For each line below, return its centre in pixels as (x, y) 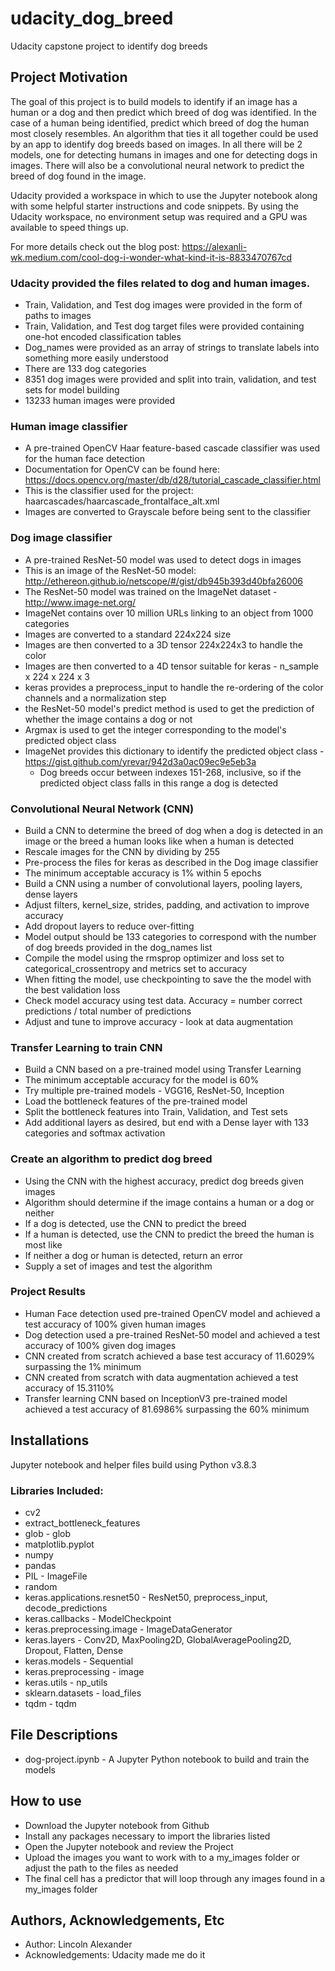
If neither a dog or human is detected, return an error (133, 1255)
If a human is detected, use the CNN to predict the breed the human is (169, 1234)
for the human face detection (84, 459)
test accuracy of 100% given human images (115, 1324)
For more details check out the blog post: (95, 246)
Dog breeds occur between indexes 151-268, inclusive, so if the (170, 772)
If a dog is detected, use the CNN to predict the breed (135, 1223)
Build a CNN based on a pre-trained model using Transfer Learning (163, 1069)
